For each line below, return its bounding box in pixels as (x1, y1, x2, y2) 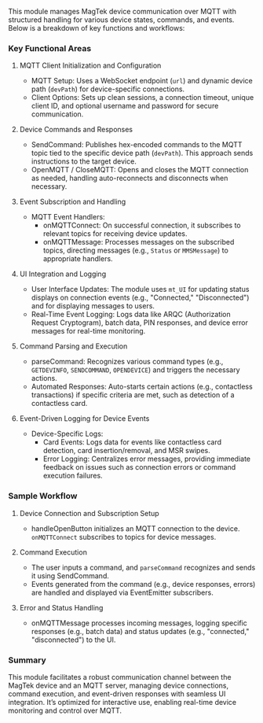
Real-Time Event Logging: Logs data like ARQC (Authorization (31, 310, 232, 319)
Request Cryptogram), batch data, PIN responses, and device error (31, 318, 249, 327)
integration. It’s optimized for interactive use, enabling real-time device (8, 697, 237, 706)
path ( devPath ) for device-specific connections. (31, 84, 185, 94)
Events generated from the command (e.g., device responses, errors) (31, 579, 256, 588)
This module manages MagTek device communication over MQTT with (8, 7, 237, 16)
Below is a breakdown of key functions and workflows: (8, 24, 185, 32)
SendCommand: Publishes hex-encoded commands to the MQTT (31, 140, 243, 149)
